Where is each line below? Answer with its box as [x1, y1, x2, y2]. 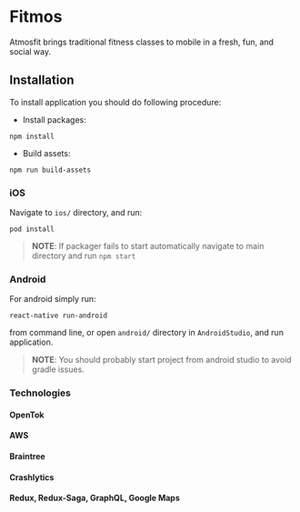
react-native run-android [9, 311, 107, 320]
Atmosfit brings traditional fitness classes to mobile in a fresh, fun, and [9, 36, 275, 47]
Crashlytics [9, 471, 55, 483]
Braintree [9, 451, 45, 462]
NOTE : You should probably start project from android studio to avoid [31, 355, 293, 366]
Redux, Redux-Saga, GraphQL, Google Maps [9, 493, 180, 504]
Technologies [9, 387, 71, 399]
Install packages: [22, 114, 86, 125]
